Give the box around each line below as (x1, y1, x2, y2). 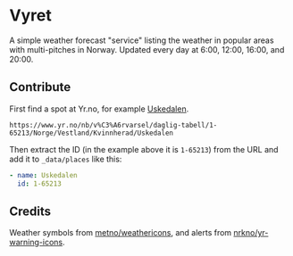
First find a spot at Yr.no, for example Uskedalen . (9, 103, 189, 114)
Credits (9, 203, 52, 219)
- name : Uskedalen (9, 170, 78, 179)
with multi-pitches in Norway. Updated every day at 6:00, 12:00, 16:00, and (9, 44, 285, 54)
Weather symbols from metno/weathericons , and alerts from (9, 227, 232, 238)
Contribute (9, 79, 71, 95)
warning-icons (9, 237, 63, 248)
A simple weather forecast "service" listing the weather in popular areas (9, 35, 274, 45)
